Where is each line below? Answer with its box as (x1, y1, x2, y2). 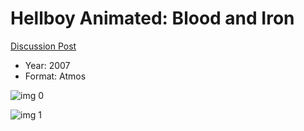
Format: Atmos (24, 70, 87, 82)
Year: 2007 (24, 59, 71, 71)
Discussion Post (10, 40, 77, 52)
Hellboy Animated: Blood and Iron (10, 7, 295, 30)
